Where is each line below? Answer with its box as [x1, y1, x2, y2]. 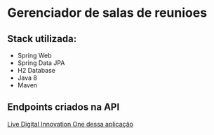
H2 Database [17, 66, 56, 74]
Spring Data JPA [17, 59, 65, 67]
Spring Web [17, 51, 52, 59]
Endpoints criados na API [7, 101, 120, 113]
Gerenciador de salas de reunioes [7, 5, 208, 21]
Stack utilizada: [7, 33, 77, 45]
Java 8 [17, 73, 37, 82]
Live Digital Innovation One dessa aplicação [7, 120, 133, 128]
